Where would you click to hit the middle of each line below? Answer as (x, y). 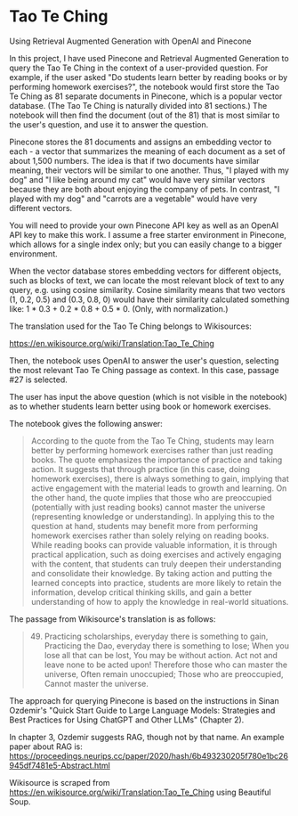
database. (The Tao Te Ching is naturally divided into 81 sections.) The (138, 105)
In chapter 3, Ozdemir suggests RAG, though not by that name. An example (147, 737)
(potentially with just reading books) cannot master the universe (148, 507)
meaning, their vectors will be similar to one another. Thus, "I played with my (149, 170)
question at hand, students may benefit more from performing (145, 526)
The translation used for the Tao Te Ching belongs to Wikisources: (130, 326)
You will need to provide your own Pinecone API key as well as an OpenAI (144, 225)
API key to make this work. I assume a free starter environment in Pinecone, (148, 234)
